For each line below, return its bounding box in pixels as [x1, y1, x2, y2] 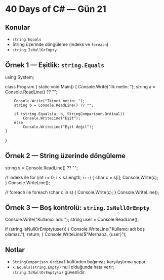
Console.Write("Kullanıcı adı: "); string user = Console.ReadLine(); [5, 216, 139, 223]
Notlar [5, 245, 25, 254]
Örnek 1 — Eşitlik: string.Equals [5, 61, 105, 70]
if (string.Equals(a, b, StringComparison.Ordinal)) [14, 111, 125, 117]
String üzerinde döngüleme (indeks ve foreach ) [12, 41, 109, 47]
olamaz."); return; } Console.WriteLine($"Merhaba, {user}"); [5, 231, 127, 238]
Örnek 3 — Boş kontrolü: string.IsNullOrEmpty [5, 203, 150, 212]
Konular [5, 23, 30, 32]
